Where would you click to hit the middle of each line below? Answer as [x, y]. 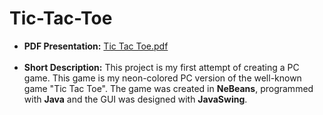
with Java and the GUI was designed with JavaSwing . [135, 99]
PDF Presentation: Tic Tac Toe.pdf [96, 46]
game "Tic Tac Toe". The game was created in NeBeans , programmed [168, 88]
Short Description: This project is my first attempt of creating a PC [161, 67]
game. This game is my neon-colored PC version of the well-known [162, 78]
